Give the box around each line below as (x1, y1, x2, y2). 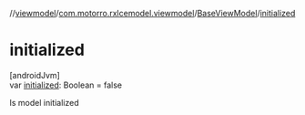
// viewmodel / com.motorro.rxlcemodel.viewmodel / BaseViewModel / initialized (9, 8, 296, 18)
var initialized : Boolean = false (9, 79, 123, 90)
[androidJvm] (9, 69, 61, 80)
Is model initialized (9, 97, 79, 108)
